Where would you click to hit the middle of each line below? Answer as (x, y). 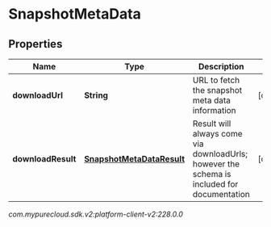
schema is (212, 174)
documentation (221, 194)
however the (216, 164)
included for (215, 184)
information (214, 110)
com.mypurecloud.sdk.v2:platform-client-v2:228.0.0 (96, 214)
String (96, 95)
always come (218, 134)
